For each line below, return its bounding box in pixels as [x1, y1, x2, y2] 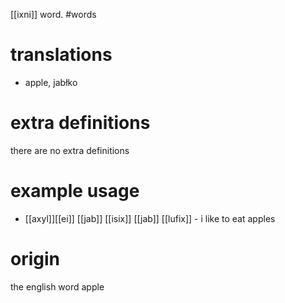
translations [10, 44, 113, 66]
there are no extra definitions [10, 144, 130, 156]
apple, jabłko [24, 76, 78, 88]
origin [10, 248, 60, 270]
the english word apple [10, 280, 105, 293]
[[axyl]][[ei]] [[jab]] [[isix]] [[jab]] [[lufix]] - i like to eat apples [24, 212, 276, 224]
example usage [10, 180, 140, 203]
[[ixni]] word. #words [10, 9, 97, 20]
